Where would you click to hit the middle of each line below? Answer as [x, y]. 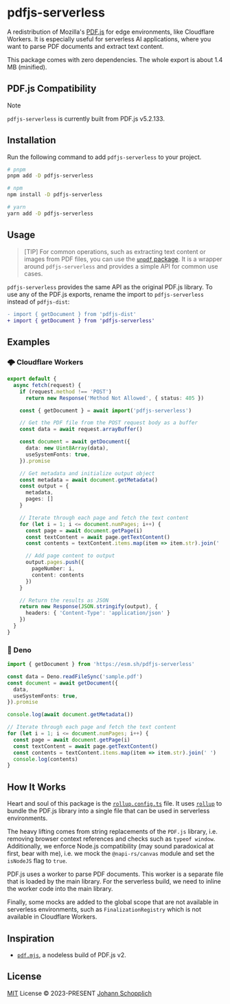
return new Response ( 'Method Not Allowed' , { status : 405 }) [115, 398]
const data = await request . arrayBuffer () [81, 429]
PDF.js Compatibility [52, 88]
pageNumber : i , [54, 569]
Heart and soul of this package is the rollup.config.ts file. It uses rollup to [115, 804]
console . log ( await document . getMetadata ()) [70, 715]
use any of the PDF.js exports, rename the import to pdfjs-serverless [105, 294]
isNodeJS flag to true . [37, 861]
